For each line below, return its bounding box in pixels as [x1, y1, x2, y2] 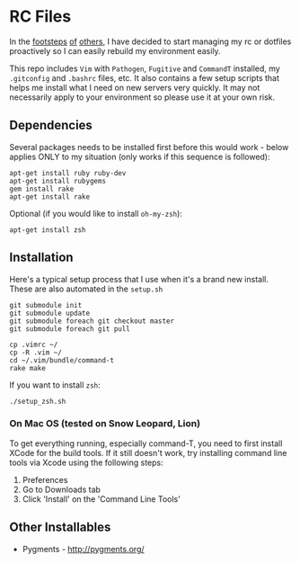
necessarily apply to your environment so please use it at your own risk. [9, 92, 276, 103]
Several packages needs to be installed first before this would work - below [9, 141, 289, 152]
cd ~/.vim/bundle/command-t [9, 355, 115, 365]
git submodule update [9, 308, 91, 317]
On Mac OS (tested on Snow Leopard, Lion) [9, 417, 200, 430]
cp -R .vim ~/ [9, 348, 63, 357]
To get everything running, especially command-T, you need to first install [9, 438, 283, 449]
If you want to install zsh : [9, 380, 101, 390]
